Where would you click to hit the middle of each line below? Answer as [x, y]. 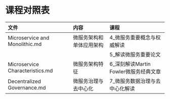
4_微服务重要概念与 [133, 37]
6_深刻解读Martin [130, 64]
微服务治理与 [88, 81]
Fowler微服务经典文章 [135, 71]
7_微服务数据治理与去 [135, 81]
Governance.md [27, 87]
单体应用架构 [88, 45]
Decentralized [25, 81]
